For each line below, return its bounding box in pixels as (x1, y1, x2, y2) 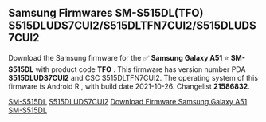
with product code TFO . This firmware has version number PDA (35, 64, 246, 74)
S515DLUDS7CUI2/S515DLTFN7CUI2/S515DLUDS (8, 19, 256, 33)
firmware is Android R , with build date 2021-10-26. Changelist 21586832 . (8, 81, 251, 91)
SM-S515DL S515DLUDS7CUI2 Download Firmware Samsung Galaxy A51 (8, 96, 248, 106)
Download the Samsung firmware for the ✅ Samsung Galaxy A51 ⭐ (8, 53, 229, 62)
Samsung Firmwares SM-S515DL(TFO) (8, 6, 204, 20)
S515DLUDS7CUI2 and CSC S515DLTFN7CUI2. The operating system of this (8, 73, 259, 82)
